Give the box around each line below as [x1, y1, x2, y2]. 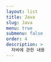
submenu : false [6, 31, 43, 37]
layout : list [6, 8, 38, 15]
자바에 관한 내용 [11, 47, 45, 53]
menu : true [6, 25, 33, 31]
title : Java [6, 14, 35, 20]
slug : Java [6, 19, 33, 25]
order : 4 [6, 36, 28, 42]
